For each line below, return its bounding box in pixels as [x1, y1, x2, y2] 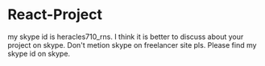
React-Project [7, 6, 102, 24]
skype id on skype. [7, 49, 70, 58]
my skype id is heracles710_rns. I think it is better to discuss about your [7, 32, 244, 41]
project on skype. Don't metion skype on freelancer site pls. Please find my [7, 40, 257, 49]
